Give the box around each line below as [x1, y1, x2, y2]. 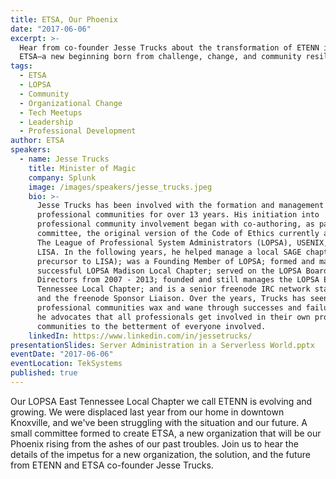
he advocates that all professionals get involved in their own [36, 312, 311, 322]
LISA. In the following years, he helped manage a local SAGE [36, 247, 302, 257]
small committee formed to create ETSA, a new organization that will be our [10, 427, 322, 439]
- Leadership [19, 117, 74, 127]
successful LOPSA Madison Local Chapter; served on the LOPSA [36, 266, 302, 276]
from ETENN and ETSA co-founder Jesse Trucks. [10, 459, 214, 471]
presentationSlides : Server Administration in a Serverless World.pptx [10, 340, 315, 350]
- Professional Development [19, 126, 137, 136]
